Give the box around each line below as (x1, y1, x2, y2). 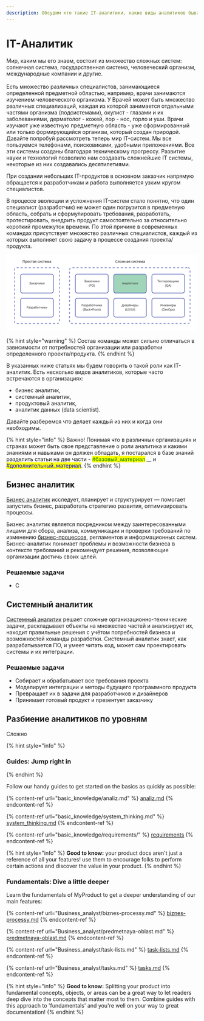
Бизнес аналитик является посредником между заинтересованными (6, 521, 186, 528)
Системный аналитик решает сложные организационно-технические (6, 616, 187, 623)
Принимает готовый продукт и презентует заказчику (15, 696, 154, 704)
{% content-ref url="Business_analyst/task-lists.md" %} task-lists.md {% (6, 946, 189, 953)
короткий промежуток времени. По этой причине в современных (6, 223, 178, 230)
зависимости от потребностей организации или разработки (6, 343, 163, 351)
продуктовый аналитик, (15, 399, 77, 407)
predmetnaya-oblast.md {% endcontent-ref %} (6, 935, 124, 942)
